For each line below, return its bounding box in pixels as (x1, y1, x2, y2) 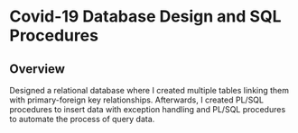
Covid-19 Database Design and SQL (9, 6, 282, 27)
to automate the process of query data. (9, 114, 155, 124)
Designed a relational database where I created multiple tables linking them (9, 85, 290, 95)
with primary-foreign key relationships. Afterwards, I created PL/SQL (9, 94, 265, 105)
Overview (9, 61, 66, 76)
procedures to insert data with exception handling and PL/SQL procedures (9, 104, 286, 114)
